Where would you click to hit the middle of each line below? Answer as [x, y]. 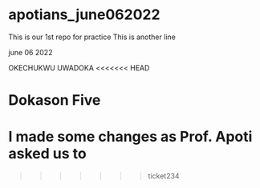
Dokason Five [55, 100]
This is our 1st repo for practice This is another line [92, 37]
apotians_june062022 [84, 15]
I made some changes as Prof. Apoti [130, 137]
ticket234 [164, 176]
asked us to [47, 154]
